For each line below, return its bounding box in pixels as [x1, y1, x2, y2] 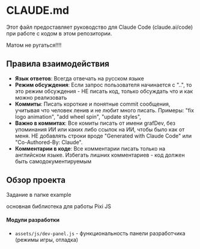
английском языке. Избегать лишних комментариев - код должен [14, 151, 185, 158]
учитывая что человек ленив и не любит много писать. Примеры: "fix [14, 106, 194, 114]
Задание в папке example [6, 191, 71, 198]
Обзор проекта [6, 175, 66, 185]
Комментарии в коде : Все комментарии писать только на [14, 145, 166, 152]
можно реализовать [14, 94, 67, 101]
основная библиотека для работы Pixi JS [6, 202, 111, 210]
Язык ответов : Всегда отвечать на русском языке [14, 74, 144, 82]
